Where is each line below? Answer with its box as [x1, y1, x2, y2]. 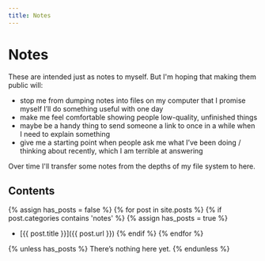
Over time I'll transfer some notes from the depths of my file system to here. [8, 161, 256, 171]
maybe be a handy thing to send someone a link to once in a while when [19, 120, 256, 130]
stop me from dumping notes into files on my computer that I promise [19, 96, 247, 105]
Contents [8, 183, 55, 198]
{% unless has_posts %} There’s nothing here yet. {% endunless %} [8, 244, 230, 254]
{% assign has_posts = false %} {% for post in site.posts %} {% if [8, 205, 222, 214]
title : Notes [8, 11, 51, 20]
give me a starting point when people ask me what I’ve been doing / [19, 138, 241, 147]
